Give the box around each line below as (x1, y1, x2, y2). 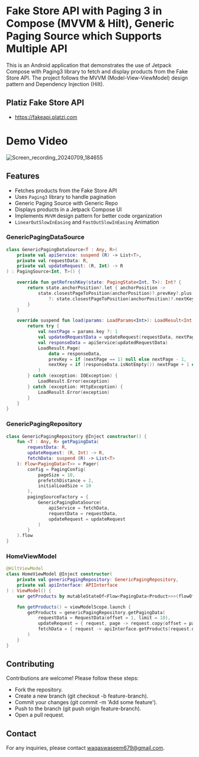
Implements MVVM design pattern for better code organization (14, 212, 163, 219)
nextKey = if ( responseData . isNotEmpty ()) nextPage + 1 (48, 362, 190, 368)
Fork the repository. (14, 686, 63, 694)
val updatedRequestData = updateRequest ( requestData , (37, 334, 174, 341)
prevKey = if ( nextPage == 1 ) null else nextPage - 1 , (48, 356, 187, 362)
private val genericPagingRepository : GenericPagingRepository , (17, 577, 179, 583)
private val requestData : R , (17, 257, 89, 263)
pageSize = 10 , (37, 472, 76, 478)
